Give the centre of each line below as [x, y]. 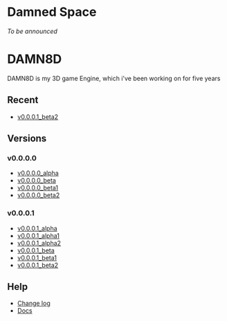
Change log [34, 303]
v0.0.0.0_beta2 [38, 195]
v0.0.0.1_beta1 [37, 257]
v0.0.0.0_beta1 [38, 188]
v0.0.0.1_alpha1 [38, 235]
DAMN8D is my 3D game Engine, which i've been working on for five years [114, 78]
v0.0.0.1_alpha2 [39, 243]
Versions [27, 139]
